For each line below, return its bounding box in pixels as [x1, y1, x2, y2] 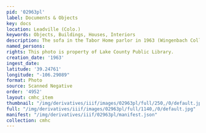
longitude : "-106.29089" [6, 72, 70, 78]
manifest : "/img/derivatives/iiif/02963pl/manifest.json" [6, 112, 158, 118]
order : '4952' [6, 89, 43, 95]
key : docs [6, 20, 32, 26]
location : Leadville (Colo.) [6, 26, 81, 32]
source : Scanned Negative [6, 83, 72, 89]
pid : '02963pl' [6, 9, 45, 15]
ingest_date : [6, 60, 40, 66]
